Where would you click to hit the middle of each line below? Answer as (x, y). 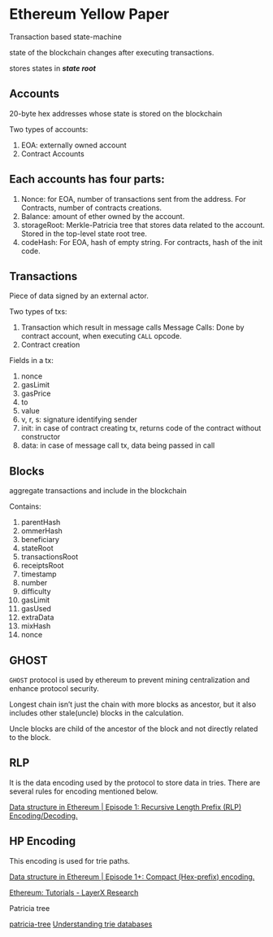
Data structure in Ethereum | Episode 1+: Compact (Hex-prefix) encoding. (132, 877)
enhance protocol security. (54, 688)
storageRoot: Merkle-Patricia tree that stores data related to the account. (143, 225)
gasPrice (36, 394)
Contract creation (50, 345)
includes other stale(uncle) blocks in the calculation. (97, 713)
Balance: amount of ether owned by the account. (103, 216)
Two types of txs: (38, 312)
